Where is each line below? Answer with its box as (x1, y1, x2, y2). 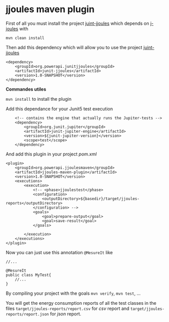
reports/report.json (6, 311, 50, 317)
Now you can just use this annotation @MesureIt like (6, 249, 113, 255)
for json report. (50, 310, 81, 317)
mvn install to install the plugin (6, 96, 72, 102)
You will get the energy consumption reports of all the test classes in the (6, 300, 156, 306)
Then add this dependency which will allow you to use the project (6, 44, 143, 50)
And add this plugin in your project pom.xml (6, 151, 97, 157)
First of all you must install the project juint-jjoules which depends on (6, 20, 149, 26)
